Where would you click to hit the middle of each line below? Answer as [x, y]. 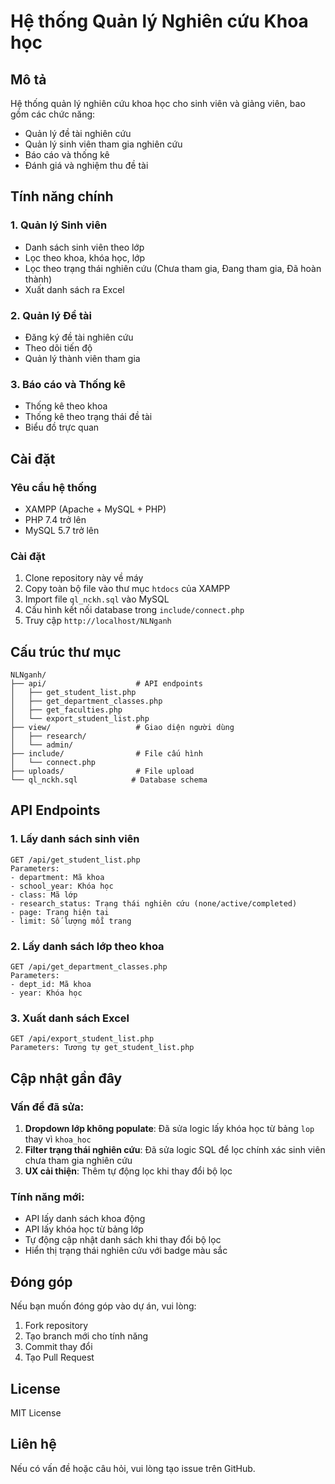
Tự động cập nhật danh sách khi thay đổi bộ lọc [123, 1240]
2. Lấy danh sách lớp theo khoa [87, 946]
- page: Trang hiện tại [60, 912]
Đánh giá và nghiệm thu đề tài [86, 165]
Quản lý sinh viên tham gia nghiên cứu [103, 144]
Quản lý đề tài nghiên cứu [78, 133]
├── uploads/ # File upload [102, 771]
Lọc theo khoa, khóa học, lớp [84, 257]
